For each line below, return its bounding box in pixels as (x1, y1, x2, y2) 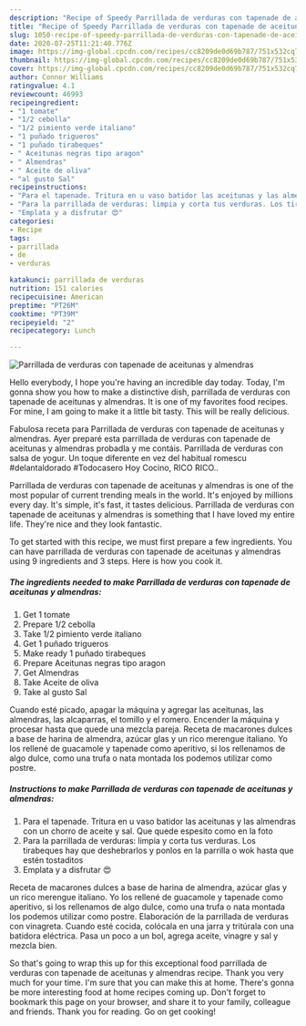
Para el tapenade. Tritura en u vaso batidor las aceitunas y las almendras (22, 816, 296, 827)
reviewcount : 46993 (9, 89, 84, 98)
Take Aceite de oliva (22, 677, 99, 688)
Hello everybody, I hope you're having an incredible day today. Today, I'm (9, 377, 285, 388)
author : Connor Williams (9, 73, 104, 82)
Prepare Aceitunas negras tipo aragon (22, 658, 166, 669)
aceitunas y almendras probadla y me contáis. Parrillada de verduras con (9, 443, 284, 454)
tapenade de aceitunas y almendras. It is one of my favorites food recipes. (9, 396, 289, 407)
